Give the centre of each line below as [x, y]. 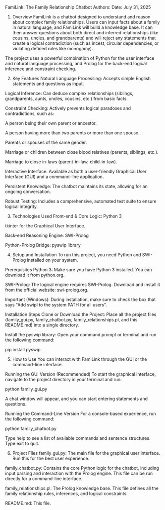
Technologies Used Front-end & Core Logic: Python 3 [67, 216]
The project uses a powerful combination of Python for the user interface [80, 58]
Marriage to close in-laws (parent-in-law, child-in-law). [61, 162]
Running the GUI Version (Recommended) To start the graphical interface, [81, 374]
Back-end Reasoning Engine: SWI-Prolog [47, 235]
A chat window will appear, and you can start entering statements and [76, 399]
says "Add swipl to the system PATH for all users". [56, 305]
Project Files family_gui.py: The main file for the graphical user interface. [86, 453]
